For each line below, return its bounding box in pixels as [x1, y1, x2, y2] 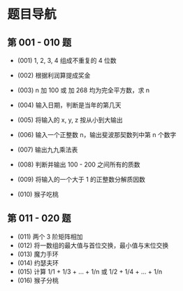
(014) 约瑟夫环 [17, 258, 59, 267]
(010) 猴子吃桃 [17, 190, 59, 198]
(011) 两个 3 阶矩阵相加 [17, 232, 83, 241]
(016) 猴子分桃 [17, 276, 59, 284]
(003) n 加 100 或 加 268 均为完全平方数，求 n [17, 86, 150, 94]
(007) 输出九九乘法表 [17, 145, 78, 154]
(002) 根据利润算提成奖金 [17, 71, 91, 79]
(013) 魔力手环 [17, 250, 59, 258]
